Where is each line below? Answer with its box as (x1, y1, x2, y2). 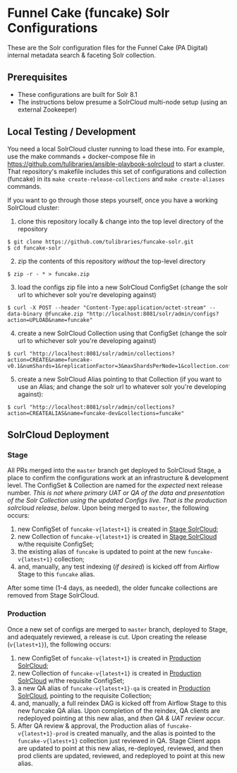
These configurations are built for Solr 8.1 (17, 90, 138, 98)
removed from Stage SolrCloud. (7, 591, 99, 600)
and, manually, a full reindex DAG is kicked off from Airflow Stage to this (17, 699, 227, 707)
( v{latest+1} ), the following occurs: (7, 640, 111, 649)
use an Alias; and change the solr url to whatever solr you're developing (17, 382, 227, 390)
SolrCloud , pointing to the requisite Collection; (17, 691, 152, 699)
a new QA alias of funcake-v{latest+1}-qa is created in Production (17, 684, 211, 692)
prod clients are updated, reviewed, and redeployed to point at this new (17, 751, 226, 760)
